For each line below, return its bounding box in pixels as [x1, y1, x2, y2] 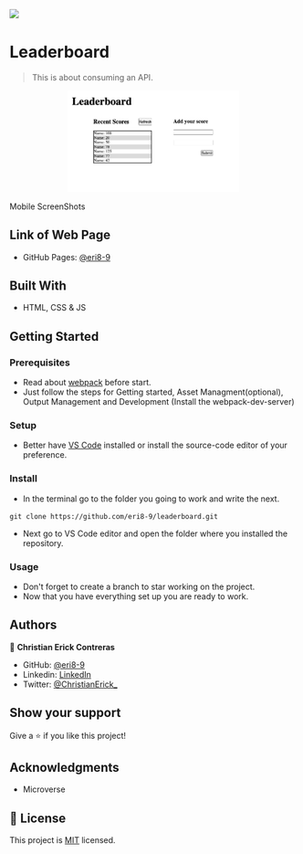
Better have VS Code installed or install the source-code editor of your [22, 439, 287, 451]
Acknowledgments [9, 759, 120, 775]
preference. [22, 449, 68, 460]
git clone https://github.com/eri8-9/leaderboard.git [9, 511, 219, 521]
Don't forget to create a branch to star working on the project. [22, 581, 256, 592]
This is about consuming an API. [31, 71, 153, 82]
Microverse [22, 784, 66, 795]
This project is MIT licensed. [9, 835, 116, 846]
